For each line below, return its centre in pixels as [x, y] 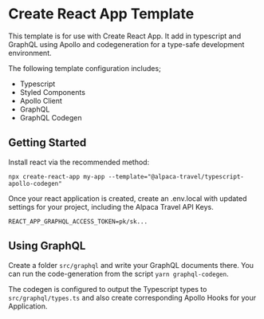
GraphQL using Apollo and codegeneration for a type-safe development [126, 44]
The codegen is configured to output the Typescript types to [108, 289]
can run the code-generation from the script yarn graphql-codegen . [118, 274]
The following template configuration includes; [85, 68]
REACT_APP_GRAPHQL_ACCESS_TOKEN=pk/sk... [78, 221]
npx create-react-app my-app [57, 176]
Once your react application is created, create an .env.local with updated [128, 198]
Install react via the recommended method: [79, 162]
